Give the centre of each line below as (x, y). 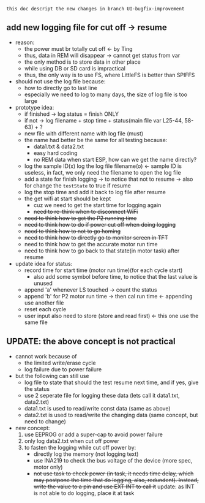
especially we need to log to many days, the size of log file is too (106, 94)
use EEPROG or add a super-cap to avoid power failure (94, 434)
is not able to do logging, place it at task (84, 493)
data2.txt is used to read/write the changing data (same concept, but (111, 415)
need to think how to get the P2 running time (80, 218)
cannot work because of (46, 356)
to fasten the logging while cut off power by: (80, 447)
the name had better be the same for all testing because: (96, 140)
